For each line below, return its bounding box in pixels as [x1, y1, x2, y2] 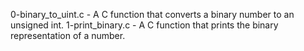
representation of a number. [10, 30, 126, 41]
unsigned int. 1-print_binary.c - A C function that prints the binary [10, 19, 279, 31]
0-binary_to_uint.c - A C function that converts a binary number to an [10, 9, 295, 20]
